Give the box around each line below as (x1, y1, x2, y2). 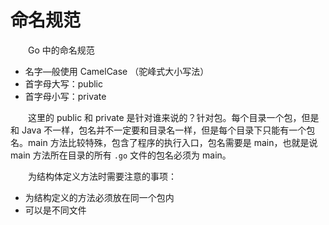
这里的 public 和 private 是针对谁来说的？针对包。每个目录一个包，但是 (27, 111, 320, 123)
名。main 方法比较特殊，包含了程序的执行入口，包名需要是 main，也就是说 (10, 136, 318, 148)
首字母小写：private (24, 90, 107, 102)
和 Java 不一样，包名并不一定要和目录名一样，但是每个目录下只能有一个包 (10, 124, 316, 136)
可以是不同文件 (24, 204, 87, 216)
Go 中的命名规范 (27, 44, 95, 56)
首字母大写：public (24, 77, 103, 90)
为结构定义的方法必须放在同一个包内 (24, 191, 175, 203)
